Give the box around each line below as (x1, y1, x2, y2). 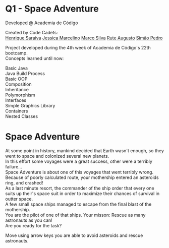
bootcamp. (5, 50, 28, 56)
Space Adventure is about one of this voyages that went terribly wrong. (5, 169, 154, 175)
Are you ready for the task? (5, 222, 62, 228)
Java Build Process (5, 70, 45, 76)
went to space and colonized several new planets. (5, 153, 109, 159)
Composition (5, 81, 32, 87)
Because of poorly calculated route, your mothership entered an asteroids (5, 174, 159, 180)
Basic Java (5, 65, 28, 71)
